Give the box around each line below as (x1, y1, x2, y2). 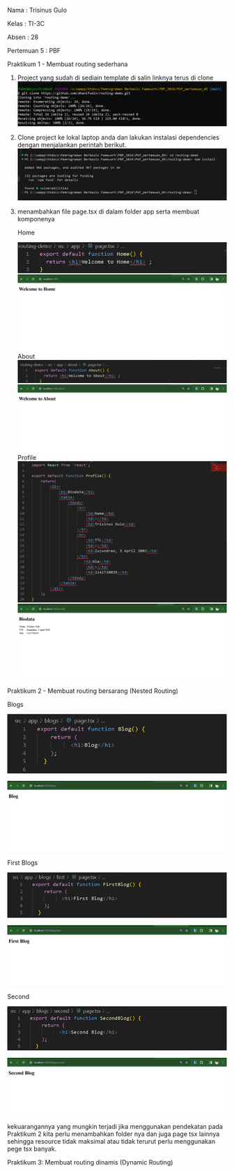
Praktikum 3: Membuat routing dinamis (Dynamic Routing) (7, 1158, 173, 1167)
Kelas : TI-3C (7, 20, 45, 27)
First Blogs (7, 858, 38, 867)
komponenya (17, 215, 55, 223)
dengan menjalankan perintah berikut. (17, 141, 127, 149)
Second (7, 992, 30, 1001)
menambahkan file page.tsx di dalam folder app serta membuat (17, 207, 200, 216)
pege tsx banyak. (7, 1144, 57, 1153)
